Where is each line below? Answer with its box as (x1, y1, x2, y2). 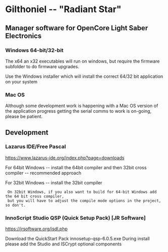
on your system (5, 78, 38, 84)
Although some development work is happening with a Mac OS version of (5, 103, 158, 109)
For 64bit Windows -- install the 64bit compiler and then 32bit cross (5, 164, 147, 170)
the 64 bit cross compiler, (5, 193, 65, 199)
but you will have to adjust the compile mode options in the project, (7, 198, 161, 203)
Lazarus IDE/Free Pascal (5, 143, 66, 150)
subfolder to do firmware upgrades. (5, 63, 79, 69)
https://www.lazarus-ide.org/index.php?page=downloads (5, 155, 125, 161)
